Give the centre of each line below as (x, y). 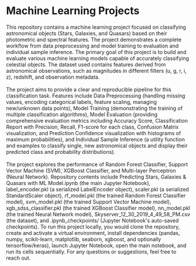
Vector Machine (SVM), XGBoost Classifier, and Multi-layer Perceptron (91, 170)
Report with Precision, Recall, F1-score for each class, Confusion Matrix (92, 127)
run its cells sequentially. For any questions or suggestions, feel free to (91, 251)
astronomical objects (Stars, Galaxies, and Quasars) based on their (87, 33)
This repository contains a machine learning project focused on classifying (96, 27)
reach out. (18, 258)
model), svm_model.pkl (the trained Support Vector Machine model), (89, 201)
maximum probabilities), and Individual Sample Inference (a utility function (96, 139)
